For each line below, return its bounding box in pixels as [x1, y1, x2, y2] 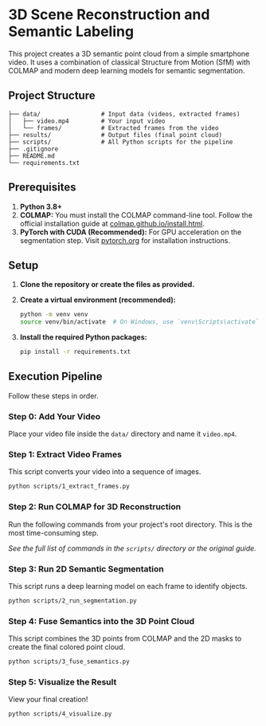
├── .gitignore [8, 145, 59, 153]
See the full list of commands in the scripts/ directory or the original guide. [8, 544, 256, 553]
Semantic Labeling [8, 22, 134, 41]
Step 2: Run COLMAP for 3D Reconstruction [8, 501, 182, 512]
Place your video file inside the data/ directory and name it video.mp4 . [8, 429, 237, 439]
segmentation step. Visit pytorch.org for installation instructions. [19, 235, 231, 245]
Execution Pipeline [8, 370, 103, 383]
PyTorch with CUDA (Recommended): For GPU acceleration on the [19, 227, 242, 237]
